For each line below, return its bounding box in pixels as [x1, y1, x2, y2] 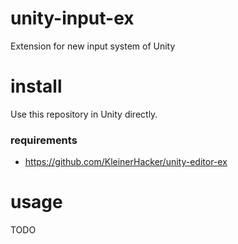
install [10, 75, 63, 98]
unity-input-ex [10, 7, 135, 30]
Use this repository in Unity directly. [10, 108, 158, 120]
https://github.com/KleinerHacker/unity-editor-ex [24, 156, 228, 168]
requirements [10, 133, 78, 147]
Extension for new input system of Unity [10, 40, 176, 52]
